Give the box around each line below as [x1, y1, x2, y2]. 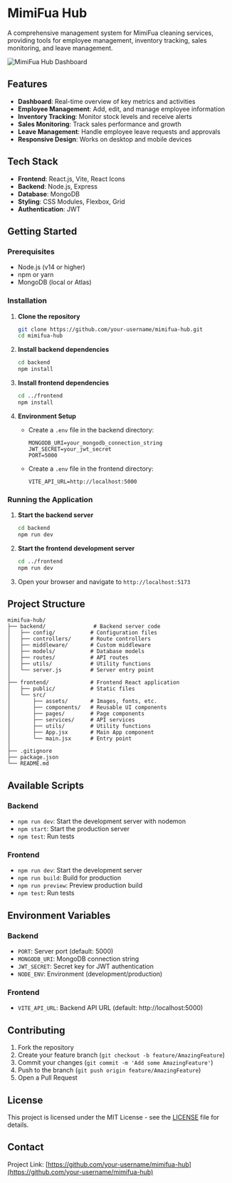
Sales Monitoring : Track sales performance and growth [17, 120, 181, 128]
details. [7, 1120, 29, 1129]
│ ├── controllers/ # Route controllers [7, 635, 152, 642]
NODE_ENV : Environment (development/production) [17, 970, 163, 979]
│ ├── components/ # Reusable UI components [7, 704, 167, 712]
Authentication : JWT [17, 204, 81, 213]
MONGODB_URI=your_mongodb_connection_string [28, 439, 163, 447]
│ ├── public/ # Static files [7, 685, 135, 692]
